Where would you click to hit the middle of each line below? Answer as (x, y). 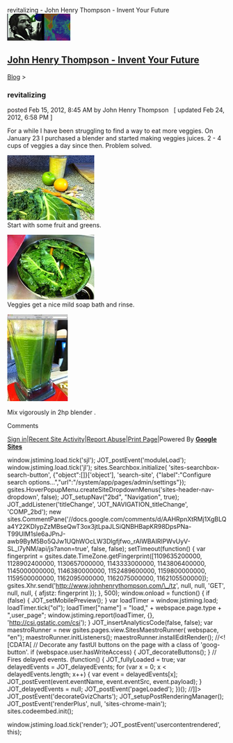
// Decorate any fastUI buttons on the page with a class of (116, 645)
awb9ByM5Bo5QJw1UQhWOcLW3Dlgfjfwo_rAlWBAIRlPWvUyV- (99, 541)
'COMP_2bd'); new (34, 512)
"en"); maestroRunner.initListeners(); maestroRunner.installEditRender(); (111, 637)
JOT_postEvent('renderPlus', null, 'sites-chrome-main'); (87, 704)
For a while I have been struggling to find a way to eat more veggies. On (110, 131)
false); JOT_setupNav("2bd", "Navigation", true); (110, 497)
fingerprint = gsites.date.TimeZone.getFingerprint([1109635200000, (105, 556)
